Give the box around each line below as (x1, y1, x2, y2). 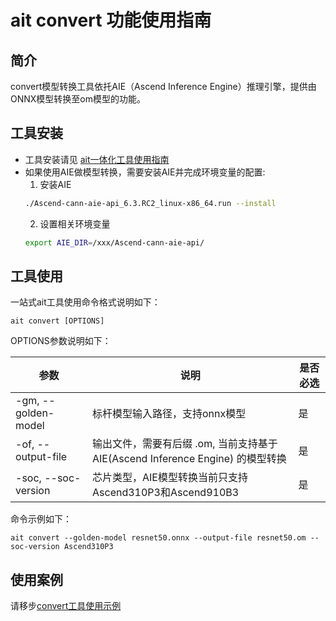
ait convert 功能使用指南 (10, 9, 212, 32)
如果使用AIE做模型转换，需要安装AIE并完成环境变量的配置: (24, 166, 266, 178)
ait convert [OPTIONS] (10, 316, 105, 326)
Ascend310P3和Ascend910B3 (92, 486, 240, 500)
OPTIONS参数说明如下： (10, 335, 112, 347)
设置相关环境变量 (39, 217, 111, 230)
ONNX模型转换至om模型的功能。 (10, 93, 147, 105)
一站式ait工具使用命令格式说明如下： (10, 296, 161, 308)
